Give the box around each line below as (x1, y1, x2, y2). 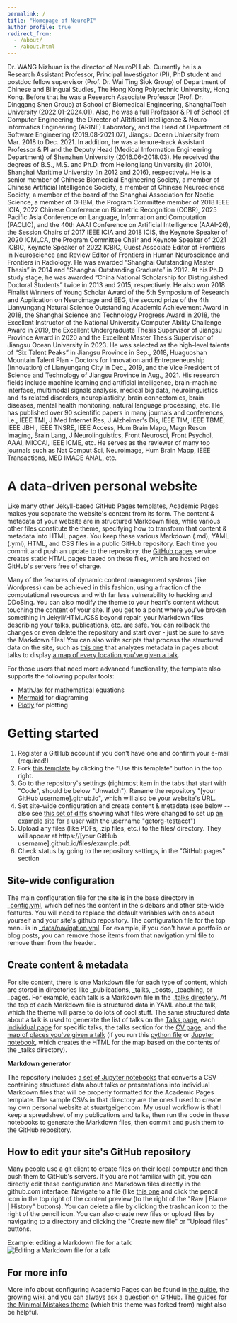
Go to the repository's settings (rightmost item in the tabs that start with (17, 779, 227, 787)
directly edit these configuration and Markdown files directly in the (7, 1179, 202, 1189)
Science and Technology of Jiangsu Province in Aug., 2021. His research (7, 371, 219, 379)
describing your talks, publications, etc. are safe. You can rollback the (7, 620, 211, 629)
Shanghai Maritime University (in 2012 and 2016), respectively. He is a (7, 168, 212, 176)
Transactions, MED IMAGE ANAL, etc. (7, 453, 117, 462)
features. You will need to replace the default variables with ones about (7, 908, 215, 917)
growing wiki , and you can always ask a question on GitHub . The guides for (7, 1293, 228, 1302)
